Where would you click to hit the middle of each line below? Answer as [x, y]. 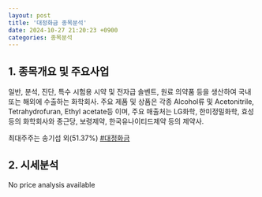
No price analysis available [52, 184]
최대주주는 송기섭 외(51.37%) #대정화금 [69, 138]
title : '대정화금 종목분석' [48, 23]
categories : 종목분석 [40, 37]
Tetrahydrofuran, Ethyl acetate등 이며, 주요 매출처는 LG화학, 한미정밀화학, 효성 [131, 112]
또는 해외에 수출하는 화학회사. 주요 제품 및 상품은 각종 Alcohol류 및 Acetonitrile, [131, 102]
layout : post [30, 15]
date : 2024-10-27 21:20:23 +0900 [63, 30]
